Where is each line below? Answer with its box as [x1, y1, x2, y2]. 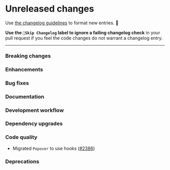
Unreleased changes [5, 3, 95, 15]
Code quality [5, 134, 38, 141]
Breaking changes [5, 52, 51, 59]
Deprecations [5, 158, 39, 165]
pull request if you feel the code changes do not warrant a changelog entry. [5, 35, 163, 41]
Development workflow [5, 107, 64, 114]
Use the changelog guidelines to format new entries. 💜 [5, 20, 119, 26]
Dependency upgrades [5, 120, 63, 127]
